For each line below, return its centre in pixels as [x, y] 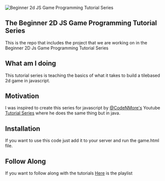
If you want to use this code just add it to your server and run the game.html [82, 141]
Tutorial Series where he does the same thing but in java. [63, 113]
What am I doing [31, 63]
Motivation [22, 96]
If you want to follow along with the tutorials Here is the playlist [69, 173]
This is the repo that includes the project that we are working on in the [76, 42]
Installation [23, 128]
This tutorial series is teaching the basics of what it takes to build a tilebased [82, 75]
